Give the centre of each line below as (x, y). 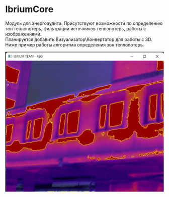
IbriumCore (29, 9)
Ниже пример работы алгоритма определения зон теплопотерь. (75, 44)
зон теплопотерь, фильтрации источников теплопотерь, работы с (76, 28)
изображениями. (23, 34)
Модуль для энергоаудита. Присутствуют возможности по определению (84, 23)
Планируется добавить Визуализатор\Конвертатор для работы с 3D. (79, 39)
